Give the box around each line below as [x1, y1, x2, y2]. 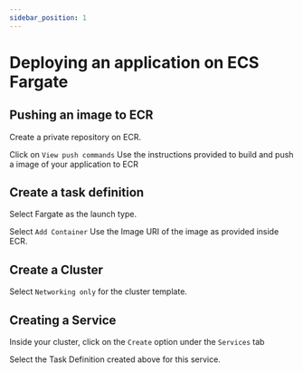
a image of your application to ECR [9, 158, 138, 169]
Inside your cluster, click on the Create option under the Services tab [9, 337, 265, 348]
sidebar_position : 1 [9, 13, 88, 23]
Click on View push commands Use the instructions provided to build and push [9, 148, 294, 159]
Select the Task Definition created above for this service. [9, 354, 222, 365]
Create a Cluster [9, 262, 104, 277]
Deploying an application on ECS [9, 52, 260, 72]
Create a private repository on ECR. [9, 131, 142, 142]
